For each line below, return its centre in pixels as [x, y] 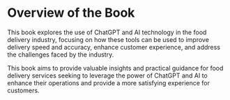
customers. [23, 90]
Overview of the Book [71, 13]
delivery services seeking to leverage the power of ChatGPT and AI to [107, 76]
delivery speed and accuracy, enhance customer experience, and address [114, 47]
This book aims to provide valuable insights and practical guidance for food [115, 68]
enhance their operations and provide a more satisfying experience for [109, 83]
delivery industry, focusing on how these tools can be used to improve [108, 39]
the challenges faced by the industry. [61, 55]
